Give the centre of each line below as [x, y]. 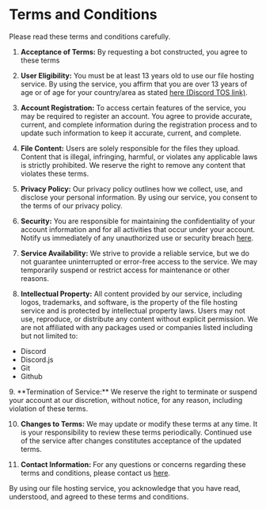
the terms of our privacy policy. [72, 205]
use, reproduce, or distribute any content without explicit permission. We [139, 319]
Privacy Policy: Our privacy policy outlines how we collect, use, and [132, 188]
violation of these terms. [49, 408]
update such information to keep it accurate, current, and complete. [131, 133]
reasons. [35, 278]
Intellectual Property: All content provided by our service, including [131, 294]
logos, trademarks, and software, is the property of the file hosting [129, 302]
